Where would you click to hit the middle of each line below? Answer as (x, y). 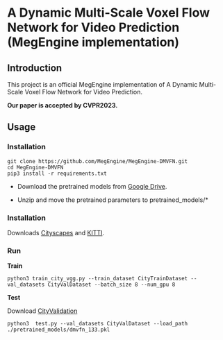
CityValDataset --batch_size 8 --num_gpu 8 (111, 285)
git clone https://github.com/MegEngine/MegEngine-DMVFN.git (98, 161)
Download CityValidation (42, 311)
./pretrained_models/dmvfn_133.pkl (59, 330)
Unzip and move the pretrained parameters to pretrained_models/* (113, 200)
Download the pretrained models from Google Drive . (92, 186)
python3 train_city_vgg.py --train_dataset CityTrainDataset (98, 279)
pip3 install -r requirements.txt (57, 173)
